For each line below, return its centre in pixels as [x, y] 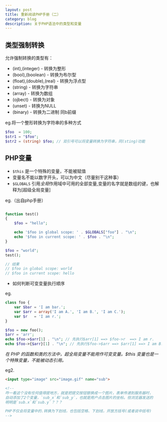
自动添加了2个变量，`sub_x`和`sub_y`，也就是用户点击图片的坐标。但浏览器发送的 [79, 398]
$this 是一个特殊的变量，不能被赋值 [49, 171]
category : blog [21, 19]
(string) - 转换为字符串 [35, 87]
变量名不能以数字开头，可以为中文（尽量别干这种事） [67, 177]
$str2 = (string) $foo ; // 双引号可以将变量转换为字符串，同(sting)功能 [75, 141]
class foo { [17, 303]
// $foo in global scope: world [39, 269]
